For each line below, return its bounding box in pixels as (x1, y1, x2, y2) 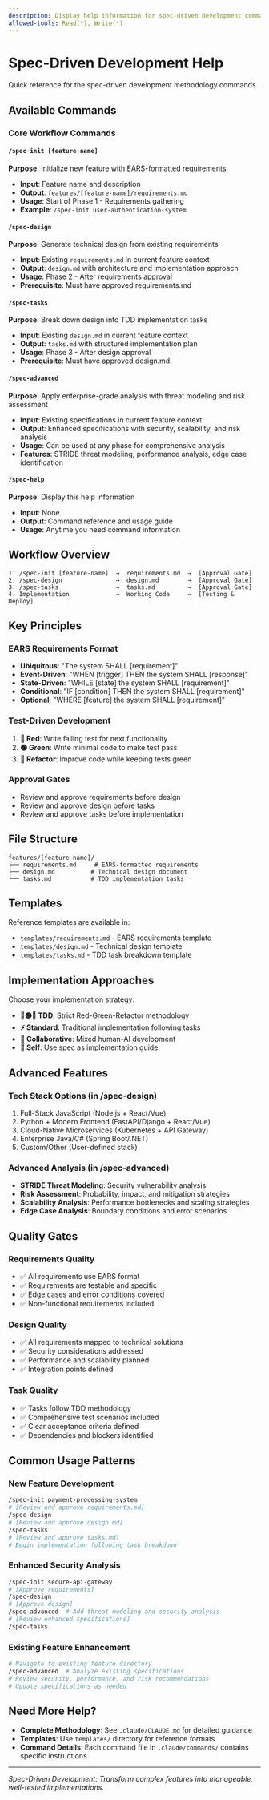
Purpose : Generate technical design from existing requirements (8, 240, 219, 249)
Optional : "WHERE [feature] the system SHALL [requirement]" (19, 695, 226, 705)
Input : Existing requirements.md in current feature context (19, 255, 210, 264)
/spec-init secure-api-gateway (8, 1578, 113, 1586)
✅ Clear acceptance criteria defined (19, 1421, 139, 1431)
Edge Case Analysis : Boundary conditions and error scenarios (19, 1206, 227, 1216)
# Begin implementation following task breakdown (8, 1540, 178, 1549)
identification (19, 458, 64, 467)
